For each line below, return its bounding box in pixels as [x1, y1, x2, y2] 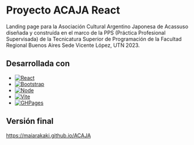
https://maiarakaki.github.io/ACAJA [6, 131, 91, 139]
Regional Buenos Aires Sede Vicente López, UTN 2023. [6, 42, 140, 49]
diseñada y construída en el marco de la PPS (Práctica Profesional [6, 29, 166, 36]
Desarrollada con [6, 59, 70, 69]
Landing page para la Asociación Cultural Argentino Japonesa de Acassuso [6, 23, 189, 30]
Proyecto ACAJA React [6, 4, 120, 17]
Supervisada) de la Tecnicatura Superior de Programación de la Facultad [6, 35, 182, 42]
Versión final [6, 116, 54, 126]
